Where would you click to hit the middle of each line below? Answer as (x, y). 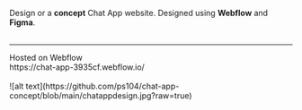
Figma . (22, 22)
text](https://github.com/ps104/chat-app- (102, 86)
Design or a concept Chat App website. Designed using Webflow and (138, 13)
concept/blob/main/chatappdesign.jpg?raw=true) (101, 96)
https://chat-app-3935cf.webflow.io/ (77, 67)
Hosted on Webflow (46, 58)
